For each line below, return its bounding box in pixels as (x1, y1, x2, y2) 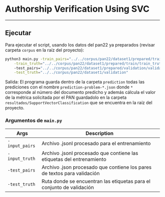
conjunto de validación (41, 184, 94, 191)
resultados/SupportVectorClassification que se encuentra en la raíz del (5, 100, 153, 106)
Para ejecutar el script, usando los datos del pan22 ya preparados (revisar (5, 42, 155, 47)
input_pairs (7, 143, 36, 149)
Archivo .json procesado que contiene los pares (41, 164, 152, 171)
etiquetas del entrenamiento (41, 155, 107, 162)
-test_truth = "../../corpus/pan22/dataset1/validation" (14, 70, 129, 75)
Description (85, 130, 114, 136)
